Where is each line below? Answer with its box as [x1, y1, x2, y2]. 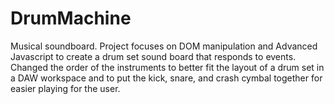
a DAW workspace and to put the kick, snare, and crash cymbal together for [10, 72, 323, 84]
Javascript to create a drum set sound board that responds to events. [10, 50, 297, 62]
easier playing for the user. [10, 82, 121, 94]
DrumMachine [10, 7, 132, 30]
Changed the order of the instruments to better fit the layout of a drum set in [10, 61, 325, 73]
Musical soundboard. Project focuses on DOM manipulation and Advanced [10, 40, 318, 52]
